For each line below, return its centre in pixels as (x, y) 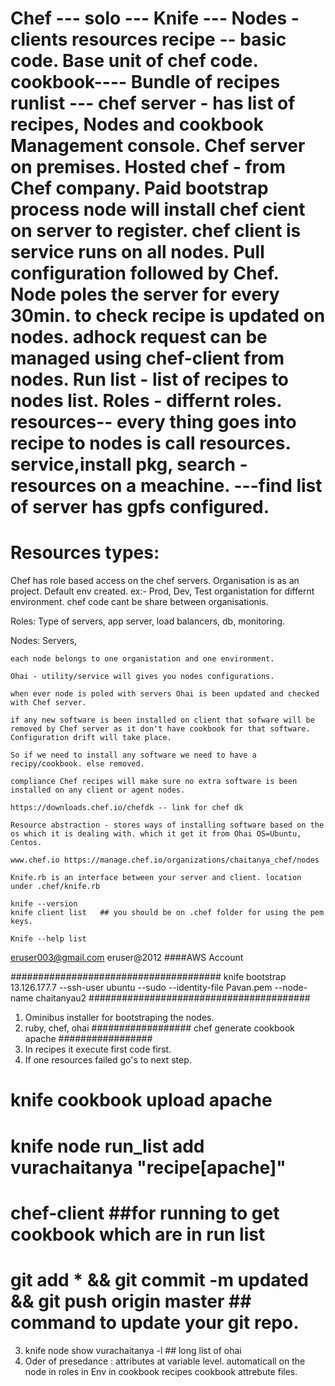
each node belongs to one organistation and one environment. (142, 659)
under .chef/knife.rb (55, 887)
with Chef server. (48, 703)
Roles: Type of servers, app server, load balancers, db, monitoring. (148, 621)
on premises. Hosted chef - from (148, 167)
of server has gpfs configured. (140, 507)
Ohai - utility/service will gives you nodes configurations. (142, 677)
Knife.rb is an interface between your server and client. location (156, 878)
